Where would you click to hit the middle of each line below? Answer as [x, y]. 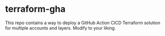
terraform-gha [35, 9]
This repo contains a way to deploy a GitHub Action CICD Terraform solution [83, 23]
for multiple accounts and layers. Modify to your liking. [61, 28]
